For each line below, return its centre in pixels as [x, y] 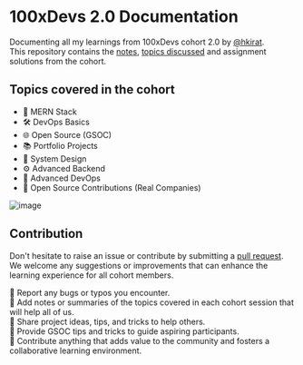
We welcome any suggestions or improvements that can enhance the [139, 265]
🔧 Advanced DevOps [62, 178]
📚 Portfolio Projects [60, 145]
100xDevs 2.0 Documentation [124, 17]
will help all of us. [42, 311]
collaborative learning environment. [76, 350]
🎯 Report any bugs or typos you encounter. [90, 292]
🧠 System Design [54, 158]
